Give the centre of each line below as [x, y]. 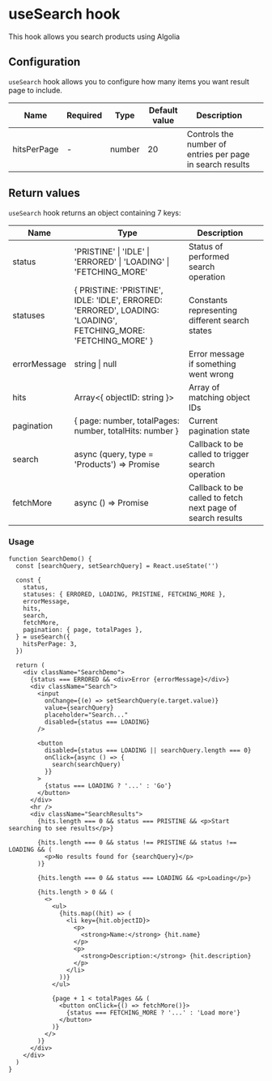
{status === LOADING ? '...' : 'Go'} [108, 786]
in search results [218, 164]
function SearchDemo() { [50, 559]
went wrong [212, 374]
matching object [220, 397]
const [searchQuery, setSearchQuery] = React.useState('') [117, 566]
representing [213, 310]
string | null [96, 364]
